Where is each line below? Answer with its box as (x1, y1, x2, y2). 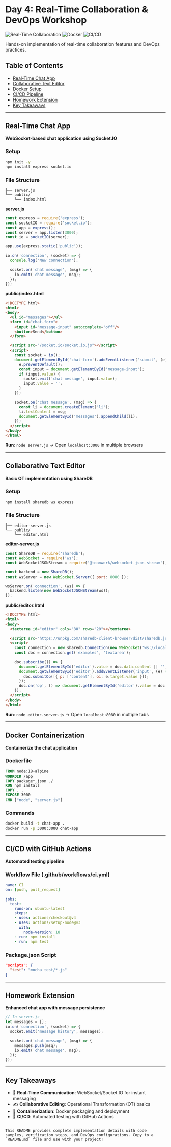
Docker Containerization (5, 731, 85, 740)
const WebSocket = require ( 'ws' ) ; (5, 556, 79, 561)
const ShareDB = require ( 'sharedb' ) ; (5, 551, 85, 556)
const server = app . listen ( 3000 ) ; (5, 230, 79, 235)
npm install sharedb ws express (5, 500, 74, 505)
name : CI (5, 883, 24, 888)
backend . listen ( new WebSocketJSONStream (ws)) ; (10, 588, 110, 593)
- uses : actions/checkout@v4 (14, 915, 76, 920)
